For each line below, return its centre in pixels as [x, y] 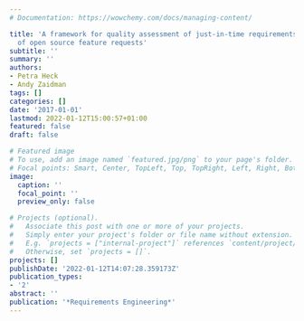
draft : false [34, 135]
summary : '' [32, 60]
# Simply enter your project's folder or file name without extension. [152, 235]
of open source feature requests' [82, 42]
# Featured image [42, 151]
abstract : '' [34, 294]
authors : [26, 68]
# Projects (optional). [54, 218]
